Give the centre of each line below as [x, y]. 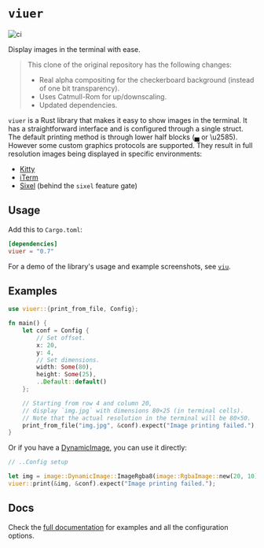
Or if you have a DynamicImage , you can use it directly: [97, 448]
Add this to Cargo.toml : [45, 229]
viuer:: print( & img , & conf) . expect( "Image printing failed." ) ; [112, 484]
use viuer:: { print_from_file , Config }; [73, 309]
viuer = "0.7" [31, 251]
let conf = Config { [56, 331]
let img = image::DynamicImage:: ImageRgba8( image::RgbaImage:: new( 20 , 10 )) [135, 476]
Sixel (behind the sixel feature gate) [78, 185]
